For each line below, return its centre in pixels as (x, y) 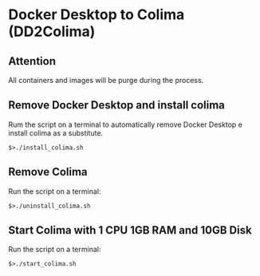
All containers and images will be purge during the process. (106, 80)
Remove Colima (48, 172)
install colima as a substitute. (56, 132)
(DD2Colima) (52, 32)
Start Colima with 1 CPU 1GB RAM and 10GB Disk (130, 230)
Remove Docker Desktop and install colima (117, 105)
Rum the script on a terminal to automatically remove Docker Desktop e (126, 124)
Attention (32, 61)
